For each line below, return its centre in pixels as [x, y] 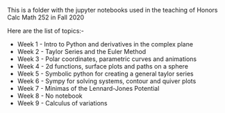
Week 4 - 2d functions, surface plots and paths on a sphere [103, 66]
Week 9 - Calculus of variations [62, 103]
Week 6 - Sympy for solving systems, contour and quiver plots [107, 81]
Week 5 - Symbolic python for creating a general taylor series [105, 73]
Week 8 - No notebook [50, 96]
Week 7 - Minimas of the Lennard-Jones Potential [88, 88]
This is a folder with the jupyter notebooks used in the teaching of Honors [112, 10]
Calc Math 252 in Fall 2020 [46, 17]
